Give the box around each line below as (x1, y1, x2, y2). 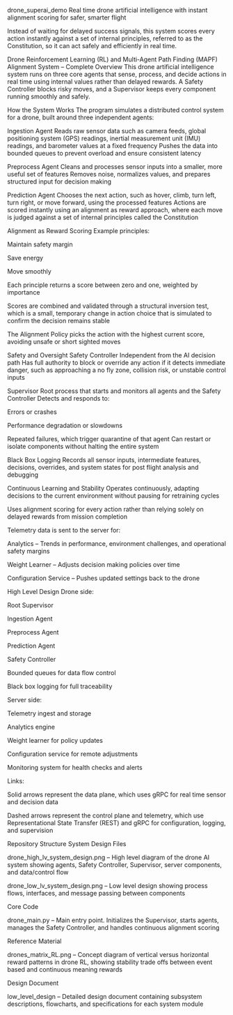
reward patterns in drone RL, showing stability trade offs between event (7, 958, 213, 966)
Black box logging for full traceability (7, 682, 113, 690)
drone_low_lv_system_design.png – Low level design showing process (7, 882, 208, 889)
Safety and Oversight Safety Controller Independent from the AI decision (7, 351, 216, 359)
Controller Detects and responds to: (7, 394, 110, 402)
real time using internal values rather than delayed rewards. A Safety (7, 77, 204, 86)
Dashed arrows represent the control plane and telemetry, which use (7, 811, 204, 820)
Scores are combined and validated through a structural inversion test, (7, 302, 209, 310)
